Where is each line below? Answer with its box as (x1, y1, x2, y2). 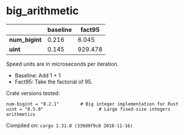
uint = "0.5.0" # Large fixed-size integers (6, 106, 170, 112)
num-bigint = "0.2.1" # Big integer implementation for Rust (6, 101, 179, 107)
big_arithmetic (6, 4, 79, 18)
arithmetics (6, 111, 35, 117)
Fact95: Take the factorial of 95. (14, 78, 93, 85)
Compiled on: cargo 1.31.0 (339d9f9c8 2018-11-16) (6, 121, 133, 128)
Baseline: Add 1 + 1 (14, 72, 61, 79)
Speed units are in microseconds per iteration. (6, 60, 119, 67)
